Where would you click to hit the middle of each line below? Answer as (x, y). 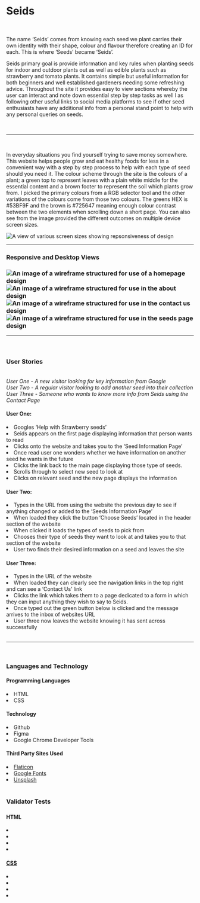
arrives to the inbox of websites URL (51, 615)
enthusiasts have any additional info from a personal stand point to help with (100, 108)
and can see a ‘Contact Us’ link (44, 589)
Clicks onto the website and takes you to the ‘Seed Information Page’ (98, 446)
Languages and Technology (47, 666)
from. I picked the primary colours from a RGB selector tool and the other (96, 193)
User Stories (25, 362)
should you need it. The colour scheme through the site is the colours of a (97, 173)
